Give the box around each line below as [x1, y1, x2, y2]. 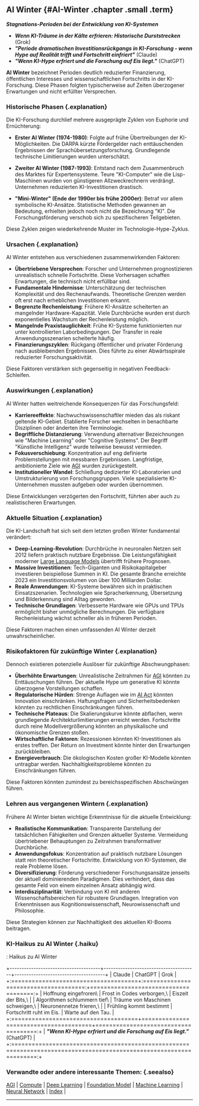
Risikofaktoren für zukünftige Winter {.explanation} [6, 647, 158, 655]
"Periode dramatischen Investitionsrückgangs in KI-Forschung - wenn [14, 45, 192, 52]
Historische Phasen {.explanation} [6, 102, 108, 111]
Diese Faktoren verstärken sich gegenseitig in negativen [6, 365, 143, 372]
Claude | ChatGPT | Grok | [113, 970, 176, 978]
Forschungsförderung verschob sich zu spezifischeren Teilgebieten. [14, 214, 182, 221]
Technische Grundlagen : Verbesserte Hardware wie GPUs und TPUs [14, 602, 185, 609]
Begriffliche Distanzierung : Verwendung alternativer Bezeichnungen [14, 431, 184, 438]
